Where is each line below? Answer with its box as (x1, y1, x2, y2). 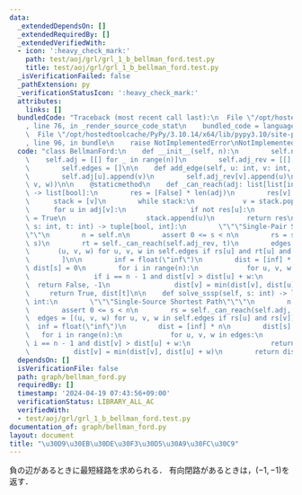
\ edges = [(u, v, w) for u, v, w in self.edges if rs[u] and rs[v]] (25, 314, 296, 323)
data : (9, 13, 30, 22)
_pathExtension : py (17, 80, 91, 89)
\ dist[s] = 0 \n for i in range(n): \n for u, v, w (25, 264, 292, 273)
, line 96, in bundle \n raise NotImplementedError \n (25, 138, 240, 147)
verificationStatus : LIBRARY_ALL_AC (17, 397, 155, 407)
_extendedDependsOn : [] (17, 22, 106, 31)
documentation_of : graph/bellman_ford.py (9, 422, 167, 431)
